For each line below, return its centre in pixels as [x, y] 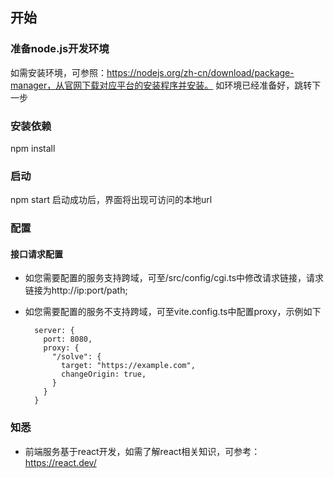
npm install [33, 148]
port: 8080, [68, 339]
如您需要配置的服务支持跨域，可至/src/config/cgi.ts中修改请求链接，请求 [174, 278]
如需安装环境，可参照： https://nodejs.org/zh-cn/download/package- [152, 72]
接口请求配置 [36, 254]
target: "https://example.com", [128, 366]
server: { [54, 331]
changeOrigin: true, [104, 374]
